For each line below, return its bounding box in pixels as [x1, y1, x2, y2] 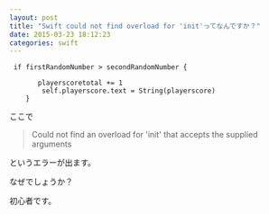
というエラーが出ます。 [9, 157, 97, 168]
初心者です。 [9, 195, 57, 207]
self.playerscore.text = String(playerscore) [42, 86, 217, 95]
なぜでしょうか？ [9, 176, 74, 187]
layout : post [9, 13, 59, 22]
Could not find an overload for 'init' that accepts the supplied [31, 129, 259, 140]
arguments [31, 138, 72, 149]
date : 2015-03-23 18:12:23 [9, 30, 111, 39]
